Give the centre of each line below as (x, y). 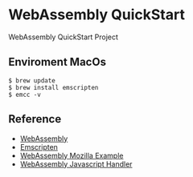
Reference (35, 119)
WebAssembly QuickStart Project (64, 37)
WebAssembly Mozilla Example (72, 155)
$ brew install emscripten (53, 87)
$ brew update (32, 80)
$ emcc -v (25, 95)
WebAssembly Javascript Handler (76, 164)
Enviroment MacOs (57, 62)
